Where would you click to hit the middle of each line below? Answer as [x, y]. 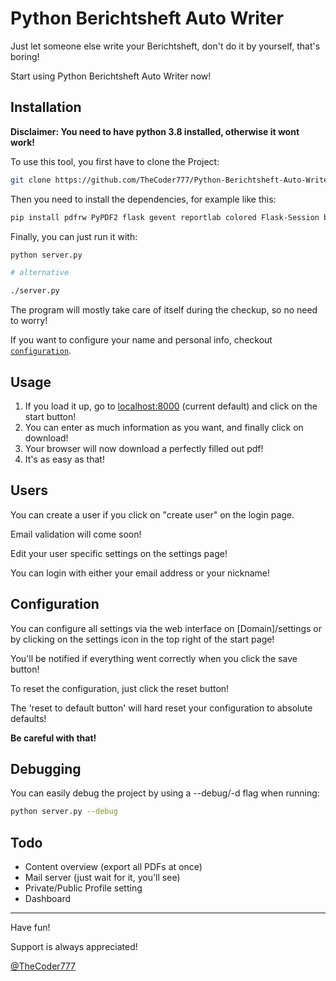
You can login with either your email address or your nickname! [140, 573]
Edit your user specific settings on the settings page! [119, 553]
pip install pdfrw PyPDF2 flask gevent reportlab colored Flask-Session [165, 217]
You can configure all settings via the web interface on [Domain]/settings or [166, 628]
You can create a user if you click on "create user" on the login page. [152, 514]
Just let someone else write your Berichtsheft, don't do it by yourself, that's [165, 46]
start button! [50, 416]
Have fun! [30, 928]
